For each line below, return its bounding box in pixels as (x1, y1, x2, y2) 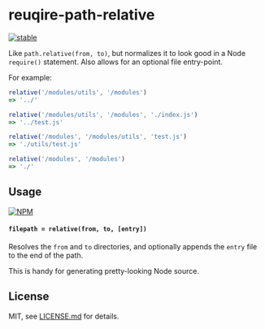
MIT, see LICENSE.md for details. (8, 311, 119, 321)
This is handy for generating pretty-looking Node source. (8, 266, 199, 275)
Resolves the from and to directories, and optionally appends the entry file (8, 241, 258, 251)
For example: (8, 72, 53, 82)
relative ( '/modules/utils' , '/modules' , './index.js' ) (8, 110, 198, 119)
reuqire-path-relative (8, 6, 155, 24)
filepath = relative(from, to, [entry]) (8, 225, 148, 233)
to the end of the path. (8, 250, 84, 260)
